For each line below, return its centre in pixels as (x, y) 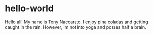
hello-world (30, 9)
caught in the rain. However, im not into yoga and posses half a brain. (76, 27)
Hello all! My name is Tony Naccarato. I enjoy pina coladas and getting (76, 22)
